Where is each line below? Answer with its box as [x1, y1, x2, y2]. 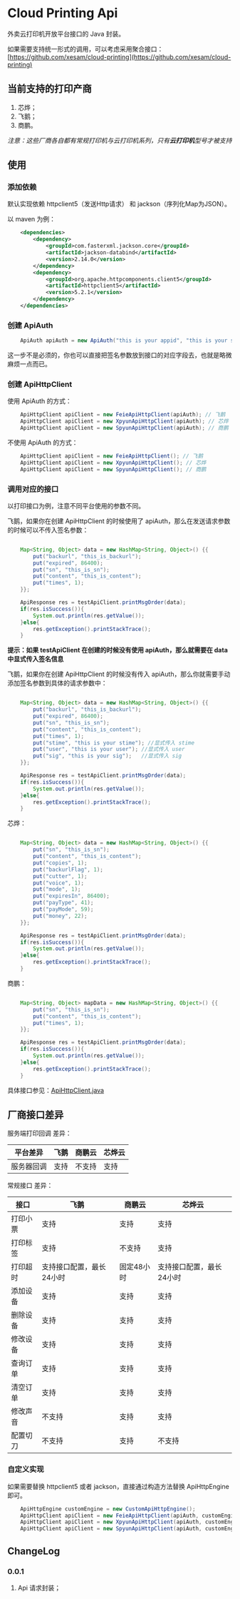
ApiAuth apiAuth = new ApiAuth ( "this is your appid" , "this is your [20, 337, 228, 344]
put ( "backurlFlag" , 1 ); [33, 866, 103, 873]
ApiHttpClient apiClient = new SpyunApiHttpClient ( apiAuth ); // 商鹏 [20, 425, 229, 432]
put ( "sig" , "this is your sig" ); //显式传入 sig [33, 752, 182, 760]
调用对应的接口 [7, 484, 59, 494]
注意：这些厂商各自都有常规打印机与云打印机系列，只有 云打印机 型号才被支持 [7, 136, 232, 144]
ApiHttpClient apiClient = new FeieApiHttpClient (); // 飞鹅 [20, 453, 204, 460]
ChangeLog [7, 1545, 61, 1557]
